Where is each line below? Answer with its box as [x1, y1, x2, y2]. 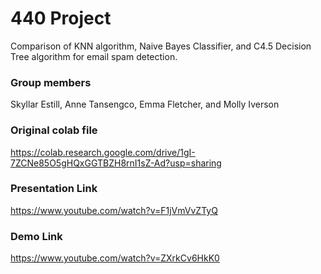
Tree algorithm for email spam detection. [10, 50, 178, 62]
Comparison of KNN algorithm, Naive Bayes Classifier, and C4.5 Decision [10, 40, 312, 52]
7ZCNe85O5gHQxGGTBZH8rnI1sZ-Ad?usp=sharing [10, 157, 222, 169]
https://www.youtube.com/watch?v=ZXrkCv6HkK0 [10, 252, 220, 264]
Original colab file [10, 123, 98, 137]
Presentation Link [10, 182, 98, 196]
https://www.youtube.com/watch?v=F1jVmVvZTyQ [10, 204, 218, 216]
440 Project [10, 7, 112, 30]
